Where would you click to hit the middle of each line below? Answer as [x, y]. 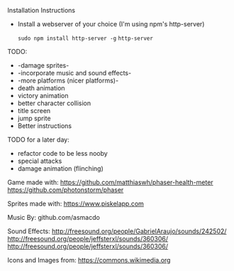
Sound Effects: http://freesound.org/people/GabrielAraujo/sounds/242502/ [117, 231]
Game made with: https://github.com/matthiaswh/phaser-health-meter [111, 182]
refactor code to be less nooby [62, 153]
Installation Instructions [41, 10]
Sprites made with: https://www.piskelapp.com [76, 203]
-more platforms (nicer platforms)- [68, 80]
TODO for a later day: [38, 139]
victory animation [43, 96]
